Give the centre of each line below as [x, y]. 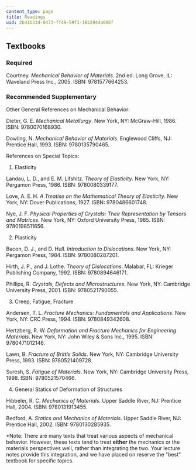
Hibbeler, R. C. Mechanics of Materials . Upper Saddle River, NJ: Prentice [94, 401]
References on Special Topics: [43, 156]
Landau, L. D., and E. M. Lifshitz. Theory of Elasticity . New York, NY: [88, 179]
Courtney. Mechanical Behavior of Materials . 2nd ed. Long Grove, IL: [89, 76]
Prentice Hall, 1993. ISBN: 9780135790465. [58, 145]
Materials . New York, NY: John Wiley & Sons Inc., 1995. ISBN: [80, 337]
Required [19, 63]
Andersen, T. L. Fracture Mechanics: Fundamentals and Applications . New [96, 313]
